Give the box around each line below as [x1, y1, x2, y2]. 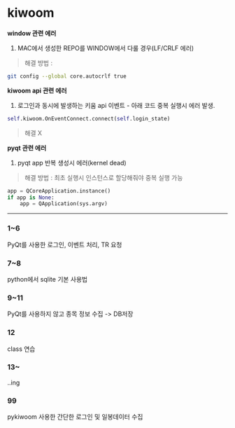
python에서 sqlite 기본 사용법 [7, 275, 88, 283]
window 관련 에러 [7, 29, 57, 37]
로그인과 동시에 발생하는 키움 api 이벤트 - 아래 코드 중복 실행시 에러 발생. [17, 101, 215, 109]
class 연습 [7, 345, 36, 353]
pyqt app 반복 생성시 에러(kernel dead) [17, 158, 127, 167]
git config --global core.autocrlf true [7, 72, 127, 80]
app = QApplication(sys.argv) [20, 200, 108, 207]
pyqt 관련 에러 [7, 144, 47, 152]
